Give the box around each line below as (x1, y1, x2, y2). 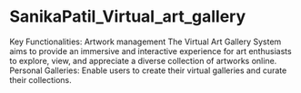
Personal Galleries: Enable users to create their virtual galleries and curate (9, 65, 287, 76)
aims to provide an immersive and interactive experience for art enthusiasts (9, 45, 293, 56)
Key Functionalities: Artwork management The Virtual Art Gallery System (9, 36, 282, 47)
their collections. (9, 74, 73, 85)
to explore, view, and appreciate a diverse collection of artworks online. (9, 55, 277, 66)
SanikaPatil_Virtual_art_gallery (9, 6, 246, 27)
